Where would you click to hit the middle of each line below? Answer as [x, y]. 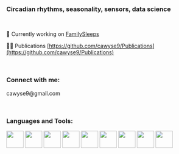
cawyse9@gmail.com [33, 93]
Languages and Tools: [40, 121]
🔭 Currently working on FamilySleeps [53, 34]
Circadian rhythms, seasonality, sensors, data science [89, 9]
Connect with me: [33, 80]
